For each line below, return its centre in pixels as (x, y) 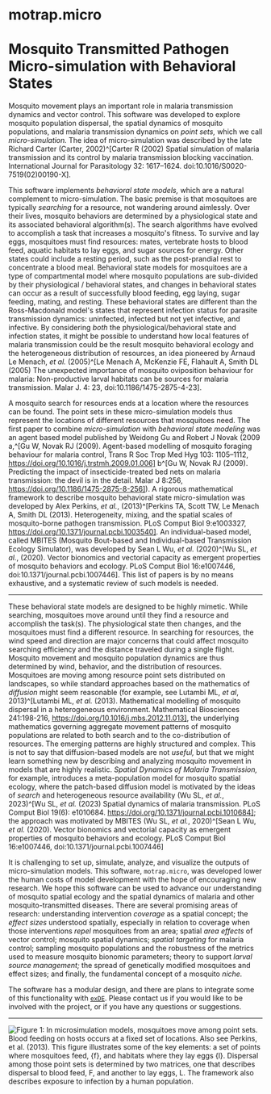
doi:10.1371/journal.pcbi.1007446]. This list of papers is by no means (121, 574)
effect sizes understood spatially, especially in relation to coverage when (129, 922)
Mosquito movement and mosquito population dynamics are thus (116, 658)
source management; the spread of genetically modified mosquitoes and (129, 965)
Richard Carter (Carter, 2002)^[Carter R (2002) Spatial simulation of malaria (134, 149)
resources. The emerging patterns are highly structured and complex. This (132, 744)
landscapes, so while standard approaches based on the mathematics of (129, 683)
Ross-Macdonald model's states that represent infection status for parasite (133, 310)
